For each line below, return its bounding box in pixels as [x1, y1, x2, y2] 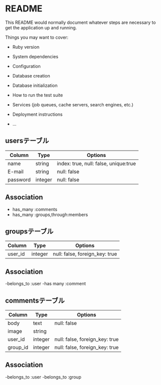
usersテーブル [5, 137, 49, 145]
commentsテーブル [5, 296, 65, 305]
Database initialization [12, 82, 58, 88]
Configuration [12, 63, 41, 69]
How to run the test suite [12, 92, 63, 98]
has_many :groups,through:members [12, 212, 88, 218]
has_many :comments [12, 206, 58, 212]
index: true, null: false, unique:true [57, 160, 136, 167]
